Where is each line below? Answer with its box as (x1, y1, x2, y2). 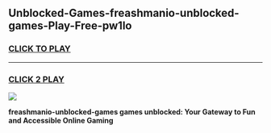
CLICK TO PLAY (8, 44, 71, 55)
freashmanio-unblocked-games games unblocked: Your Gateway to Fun (8, 106, 256, 116)
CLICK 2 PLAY (8, 73, 65, 85)
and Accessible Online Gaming (8, 115, 114, 125)
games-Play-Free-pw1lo (8, 19, 132, 33)
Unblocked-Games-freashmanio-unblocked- (8, 6, 240, 20)
